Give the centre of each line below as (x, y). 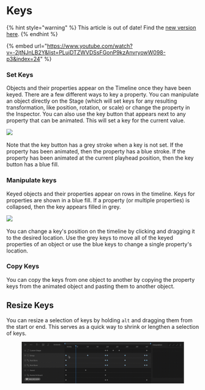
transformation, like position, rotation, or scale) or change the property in (98, 108)
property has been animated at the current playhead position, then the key (100, 158)
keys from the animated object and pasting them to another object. (91, 286)
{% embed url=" (27, 46)
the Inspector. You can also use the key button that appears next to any (96, 114)
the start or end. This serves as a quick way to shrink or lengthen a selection (103, 326)
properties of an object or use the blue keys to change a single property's (99, 244)
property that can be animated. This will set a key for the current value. (96, 120)
